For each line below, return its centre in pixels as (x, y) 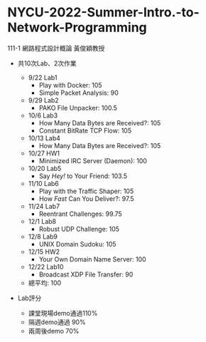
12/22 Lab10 (46, 266)
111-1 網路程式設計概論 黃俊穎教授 (56, 48)
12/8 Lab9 (43, 237)
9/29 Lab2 (43, 100)
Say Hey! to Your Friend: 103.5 (83, 176)
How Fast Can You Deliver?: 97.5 (86, 198)
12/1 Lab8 (42, 221)
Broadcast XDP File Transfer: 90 (86, 274)
